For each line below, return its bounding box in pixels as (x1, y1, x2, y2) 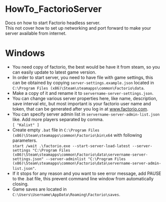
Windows (5, 48, 45, 59)
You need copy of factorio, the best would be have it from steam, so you (12, 64, 160, 70)
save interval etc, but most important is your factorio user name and (12, 100, 151, 107)
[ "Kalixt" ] (12, 122, 40, 127)
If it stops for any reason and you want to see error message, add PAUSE (12, 170, 162, 176)
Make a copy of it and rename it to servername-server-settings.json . (12, 90, 154, 96)
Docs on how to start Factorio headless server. (5, 20, 101, 26)
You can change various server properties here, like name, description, (12, 95, 158, 101)
